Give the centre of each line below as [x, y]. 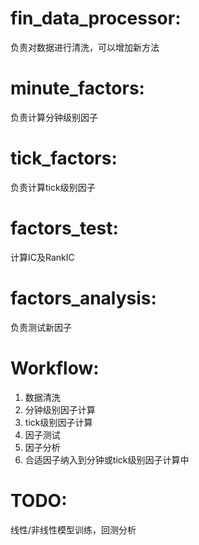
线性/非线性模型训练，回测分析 [73, 529]
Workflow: [55, 368]
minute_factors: [77, 88]
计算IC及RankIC [42, 257]
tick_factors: [64, 158]
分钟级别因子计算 [60, 409]
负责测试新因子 [41, 327]
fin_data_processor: [96, 18]
